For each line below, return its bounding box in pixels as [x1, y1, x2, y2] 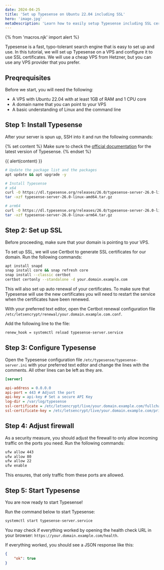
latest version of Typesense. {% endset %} [5, 148, 92, 155]
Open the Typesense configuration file [5, 357, 82, 363]
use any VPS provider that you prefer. [5, 59, 81, 65]
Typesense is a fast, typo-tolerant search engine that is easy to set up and [5, 44, 155, 50]
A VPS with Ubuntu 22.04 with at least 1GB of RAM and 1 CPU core [12, 96, 146, 102]
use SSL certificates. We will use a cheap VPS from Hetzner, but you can [5, 54, 151, 60]
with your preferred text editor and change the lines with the [28, 362, 149, 368]
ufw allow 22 [5, 459, 32, 464]
